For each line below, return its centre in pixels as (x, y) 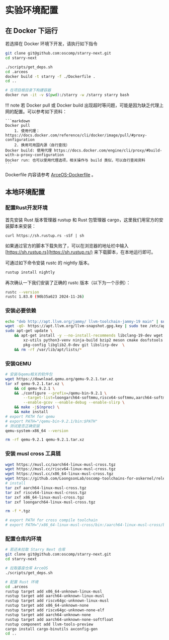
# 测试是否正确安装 (23, 426)
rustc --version (22, 292)
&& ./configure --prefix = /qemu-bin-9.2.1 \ (61, 393)
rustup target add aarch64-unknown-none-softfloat (59, 619)
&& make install (31, 412)
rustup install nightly (30, 272)
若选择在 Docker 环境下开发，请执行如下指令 (52, 44)
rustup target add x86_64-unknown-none (47, 606)
